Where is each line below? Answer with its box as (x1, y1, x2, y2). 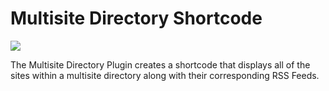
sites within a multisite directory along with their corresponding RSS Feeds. (10, 69, 320, 81)
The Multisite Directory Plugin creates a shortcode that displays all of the (10, 58, 311, 71)
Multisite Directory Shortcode (10, 7, 263, 30)
